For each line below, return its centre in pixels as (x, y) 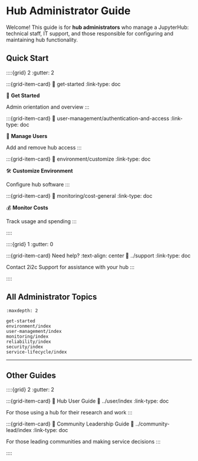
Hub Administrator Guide (68, 11)
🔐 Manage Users (27, 136)
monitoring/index (27, 336)
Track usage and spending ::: (42, 221)
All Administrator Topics (52, 297)
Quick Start (27, 58)
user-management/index (34, 331)
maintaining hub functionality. (42, 40)
